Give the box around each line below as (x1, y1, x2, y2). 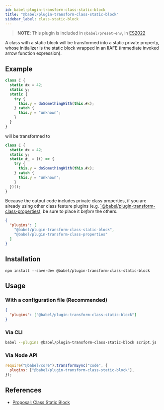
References (5, 386, 42, 395)
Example (5, 65, 33, 73)
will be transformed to (5, 133, 51, 139)
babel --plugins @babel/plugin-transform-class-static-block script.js (5, 340, 157, 345)
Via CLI (5, 328, 23, 335)
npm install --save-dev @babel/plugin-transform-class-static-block (5, 268, 150, 273)
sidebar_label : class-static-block (5, 16, 79, 21)
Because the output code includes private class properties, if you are (5, 198, 147, 204)
